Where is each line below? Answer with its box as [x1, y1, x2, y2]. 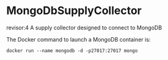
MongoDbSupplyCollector [6, 4, 142, 18]
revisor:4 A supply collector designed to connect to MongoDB [6, 24, 163, 31]
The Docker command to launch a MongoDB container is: [6, 36, 151, 43]
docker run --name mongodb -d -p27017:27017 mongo [6, 47, 138, 54]
